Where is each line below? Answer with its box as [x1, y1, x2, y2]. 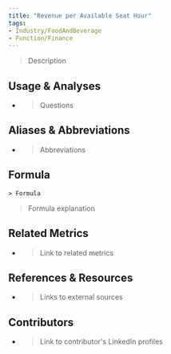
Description [27, 56, 66, 66]
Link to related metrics [39, 247, 114, 257]
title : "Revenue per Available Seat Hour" [8, 11, 152, 20]
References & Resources [8, 271, 133, 284]
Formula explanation [27, 203, 96, 213]
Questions [39, 101, 74, 111]
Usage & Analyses [8, 79, 101, 93]
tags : [8, 19, 26, 27]
